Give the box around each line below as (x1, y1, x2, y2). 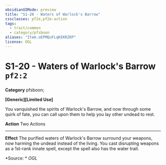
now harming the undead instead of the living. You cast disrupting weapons (5, 140, 159, 146)
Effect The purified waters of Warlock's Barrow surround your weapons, (5, 135, 153, 141)
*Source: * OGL (5, 155, 38, 161)
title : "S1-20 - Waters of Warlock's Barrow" (5, 12, 100, 17)
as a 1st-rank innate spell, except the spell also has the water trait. (5, 145, 139, 151)
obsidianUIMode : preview (5, 7, 56, 12)
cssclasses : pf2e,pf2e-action (5, 16, 68, 21)
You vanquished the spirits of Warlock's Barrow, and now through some (5, 106, 151, 112)
